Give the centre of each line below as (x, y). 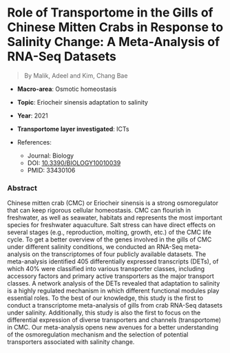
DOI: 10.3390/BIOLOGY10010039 (74, 162)
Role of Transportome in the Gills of (110, 13)
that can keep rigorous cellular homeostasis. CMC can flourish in (99, 211)
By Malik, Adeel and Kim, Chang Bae (76, 75)
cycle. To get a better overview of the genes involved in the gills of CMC (109, 239)
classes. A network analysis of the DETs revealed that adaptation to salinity (114, 284)
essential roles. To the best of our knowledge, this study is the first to (105, 298)
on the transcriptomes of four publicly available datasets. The (119, 254)
